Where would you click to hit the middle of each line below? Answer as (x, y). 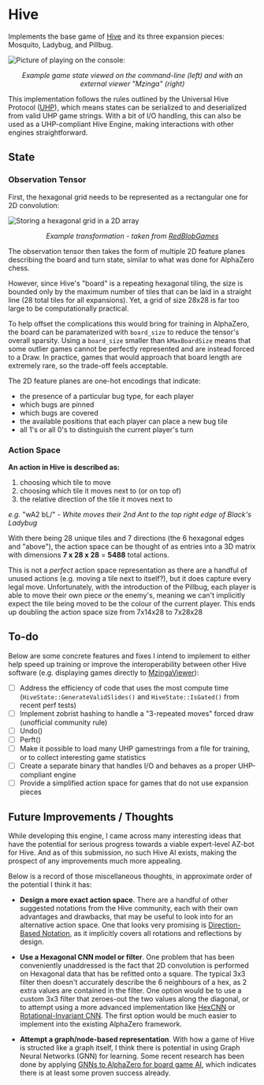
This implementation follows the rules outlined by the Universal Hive (119, 99)
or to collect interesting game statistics (83, 758)
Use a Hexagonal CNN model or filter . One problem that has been (127, 956)
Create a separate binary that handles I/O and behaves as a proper (128, 766)
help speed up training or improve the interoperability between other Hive (127, 664)
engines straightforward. (48, 132)
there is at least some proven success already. (95, 1072)
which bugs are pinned (57, 405)
